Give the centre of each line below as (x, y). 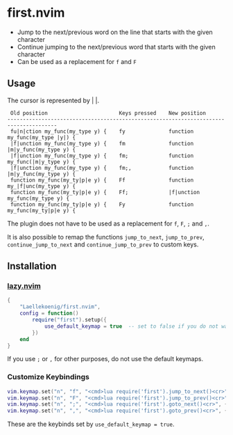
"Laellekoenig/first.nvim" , (60, 307)
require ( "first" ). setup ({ (70, 320)
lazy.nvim (24, 286)
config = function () (49, 314)
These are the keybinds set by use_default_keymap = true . (91, 424)
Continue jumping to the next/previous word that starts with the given (116, 47)
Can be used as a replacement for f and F (77, 61)
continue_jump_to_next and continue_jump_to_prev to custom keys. (103, 244)
